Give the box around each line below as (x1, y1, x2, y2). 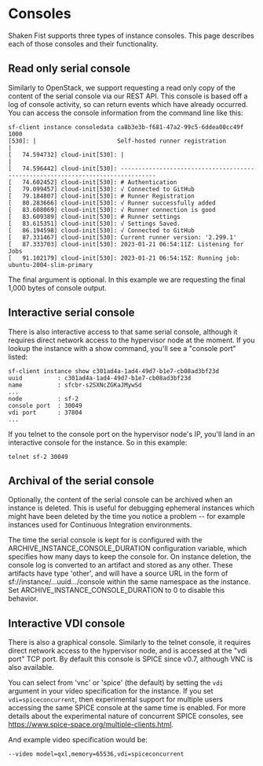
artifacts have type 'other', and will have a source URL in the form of (8, 568, 228, 579)
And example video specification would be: (8, 735, 148, 745)
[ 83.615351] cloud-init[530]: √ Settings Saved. (8, 220, 181, 228)
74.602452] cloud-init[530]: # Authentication (22, 178, 177, 186)
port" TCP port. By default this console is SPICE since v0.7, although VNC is (8, 654, 254, 664)
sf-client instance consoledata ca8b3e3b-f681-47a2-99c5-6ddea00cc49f (8, 123, 244, 131)
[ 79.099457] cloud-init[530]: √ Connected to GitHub (8, 185, 195, 193)
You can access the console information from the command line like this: (8, 108, 243, 117)
